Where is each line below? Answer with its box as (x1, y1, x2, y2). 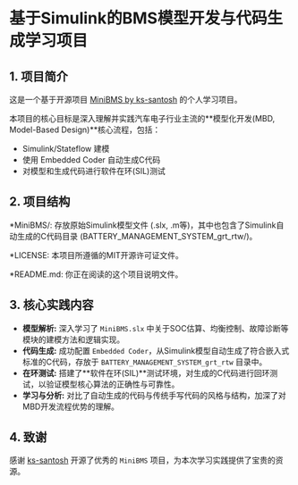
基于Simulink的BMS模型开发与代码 (9, 8, 268, 29)
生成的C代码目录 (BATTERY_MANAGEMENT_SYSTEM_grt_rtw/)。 (16, 230, 258, 241)
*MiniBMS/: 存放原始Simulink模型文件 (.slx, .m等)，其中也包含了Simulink (9, 220, 277, 230)
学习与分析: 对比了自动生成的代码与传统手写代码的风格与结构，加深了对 (21, 389, 286, 400)
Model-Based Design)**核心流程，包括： (9, 124, 161, 135)
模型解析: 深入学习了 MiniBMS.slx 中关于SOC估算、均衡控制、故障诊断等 (21, 322, 289, 333)
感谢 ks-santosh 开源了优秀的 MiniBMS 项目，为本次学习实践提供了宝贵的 (9, 455, 276, 465)
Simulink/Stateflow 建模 (21, 144, 110, 154)
